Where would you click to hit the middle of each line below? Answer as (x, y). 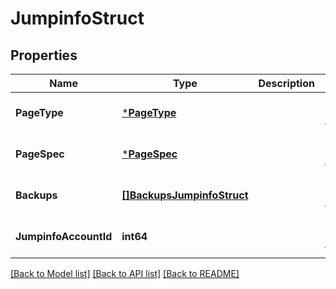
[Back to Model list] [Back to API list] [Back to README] (125, 273)
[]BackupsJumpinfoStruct (185, 195)
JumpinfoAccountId (64, 236)
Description (286, 83)
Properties (44, 55)
